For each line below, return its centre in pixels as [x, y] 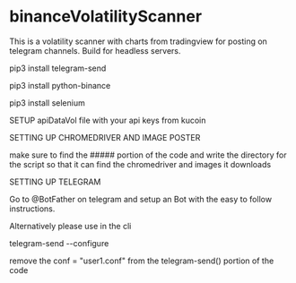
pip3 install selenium [47, 103]
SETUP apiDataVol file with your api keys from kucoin [108, 120]
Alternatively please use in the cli [70, 226]
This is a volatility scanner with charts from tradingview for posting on [138, 41]
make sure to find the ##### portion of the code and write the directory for [148, 155]
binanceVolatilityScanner [106, 17]
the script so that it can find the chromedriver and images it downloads [140, 164]
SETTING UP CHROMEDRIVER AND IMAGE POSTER [105, 137]
